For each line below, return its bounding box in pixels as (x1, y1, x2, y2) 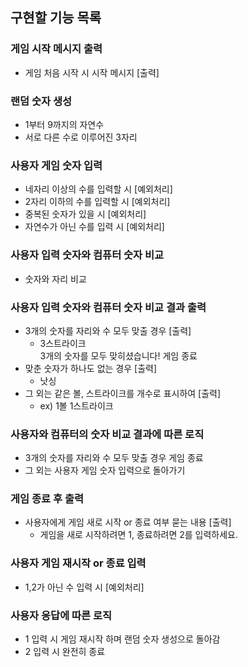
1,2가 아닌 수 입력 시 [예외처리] (24, 581, 145, 593)
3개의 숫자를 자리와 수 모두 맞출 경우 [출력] (24, 324, 192, 337)
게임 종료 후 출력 (10, 492, 84, 506)
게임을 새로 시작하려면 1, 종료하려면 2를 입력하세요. (39, 529, 238, 541)
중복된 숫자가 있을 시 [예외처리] (24, 208, 147, 220)
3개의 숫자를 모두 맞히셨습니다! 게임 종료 (39, 349, 198, 362)
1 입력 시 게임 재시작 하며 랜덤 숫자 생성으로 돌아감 (24, 633, 221, 645)
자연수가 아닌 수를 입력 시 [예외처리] (24, 221, 165, 233)
